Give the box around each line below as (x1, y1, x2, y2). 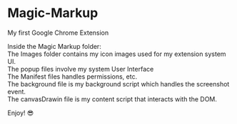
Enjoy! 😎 (7, 108, 34, 117)
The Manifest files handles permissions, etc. (7, 72, 138, 81)
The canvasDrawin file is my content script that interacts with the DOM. (7, 94, 218, 103)
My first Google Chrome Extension (7, 28, 109, 37)
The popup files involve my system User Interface (7, 64, 154, 73)
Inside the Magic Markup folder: (7, 42, 101, 50)
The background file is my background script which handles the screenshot (7, 79, 230, 88)
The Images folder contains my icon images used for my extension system (7, 50, 226, 58)
